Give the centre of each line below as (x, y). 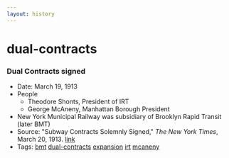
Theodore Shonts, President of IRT (78, 102)
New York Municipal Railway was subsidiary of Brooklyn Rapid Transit (119, 117)
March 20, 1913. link (46, 140)
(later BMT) (33, 124)
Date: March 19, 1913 (47, 86)
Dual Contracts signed (46, 71)
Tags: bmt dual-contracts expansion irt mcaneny (88, 147)
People (27, 94)
